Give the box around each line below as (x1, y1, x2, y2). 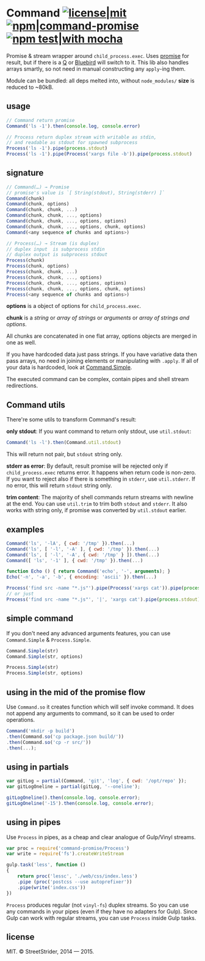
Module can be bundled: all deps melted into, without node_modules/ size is (6, 77, 195, 84)
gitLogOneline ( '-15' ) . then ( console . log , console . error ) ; (6, 800, 154, 806)
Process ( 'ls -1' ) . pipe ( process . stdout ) (6, 145, 108, 152)
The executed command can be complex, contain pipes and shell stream (6, 376, 189, 383)
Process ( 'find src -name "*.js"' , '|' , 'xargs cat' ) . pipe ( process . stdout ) (6, 596, 201, 602)
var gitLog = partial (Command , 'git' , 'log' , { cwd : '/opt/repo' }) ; (6, 778, 187, 784)
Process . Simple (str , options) (6, 670, 84, 676)
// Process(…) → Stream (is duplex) (6, 240, 99, 246)
